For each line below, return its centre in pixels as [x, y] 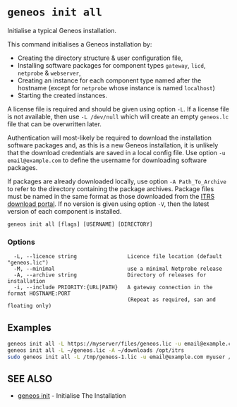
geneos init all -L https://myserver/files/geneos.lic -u [94, 344]
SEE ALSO [30, 379]
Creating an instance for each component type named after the [109, 80]
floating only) [30, 306]
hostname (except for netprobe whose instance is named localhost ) [116, 87]
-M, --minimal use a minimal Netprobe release [118, 269]
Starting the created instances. [62, 95]
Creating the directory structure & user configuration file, [100, 58]
